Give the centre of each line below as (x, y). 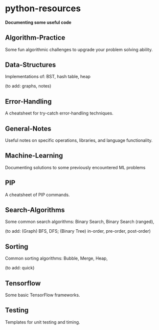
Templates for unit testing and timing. (43, 322)
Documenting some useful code (38, 22)
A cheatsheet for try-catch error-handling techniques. (59, 113)
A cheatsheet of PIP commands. (37, 195)
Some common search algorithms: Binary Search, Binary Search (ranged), (80, 222)
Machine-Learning (34, 156)
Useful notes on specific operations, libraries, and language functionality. (79, 140)
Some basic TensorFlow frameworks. (43, 295)
